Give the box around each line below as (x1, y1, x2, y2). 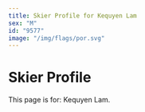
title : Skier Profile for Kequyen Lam (8, 11, 137, 20)
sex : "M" (8, 19, 37, 27)
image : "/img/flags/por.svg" (8, 34, 105, 42)
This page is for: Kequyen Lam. (8, 95, 111, 105)
